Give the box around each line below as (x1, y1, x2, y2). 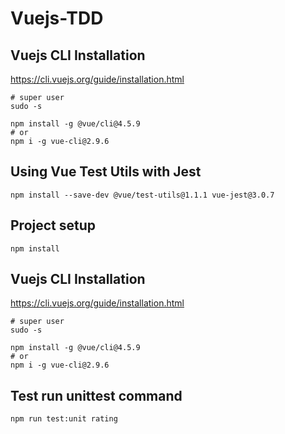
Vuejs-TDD (10, 7, 104, 30)
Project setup (10, 217, 97, 234)
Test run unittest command (10, 387, 183, 404)
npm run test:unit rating (10, 414, 118, 424)
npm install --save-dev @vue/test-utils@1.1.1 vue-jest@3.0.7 (10, 190, 275, 200)
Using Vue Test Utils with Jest (10, 163, 202, 181)
